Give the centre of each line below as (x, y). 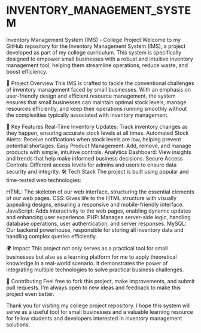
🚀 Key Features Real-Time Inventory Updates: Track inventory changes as (97, 126)
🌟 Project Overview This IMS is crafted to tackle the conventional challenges (100, 83)
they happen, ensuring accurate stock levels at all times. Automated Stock (98, 133)
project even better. (31, 293)
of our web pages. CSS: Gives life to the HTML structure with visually (92, 198)
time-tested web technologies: (44, 180)
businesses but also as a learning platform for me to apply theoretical (92, 257)
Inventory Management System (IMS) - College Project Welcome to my (94, 40)
